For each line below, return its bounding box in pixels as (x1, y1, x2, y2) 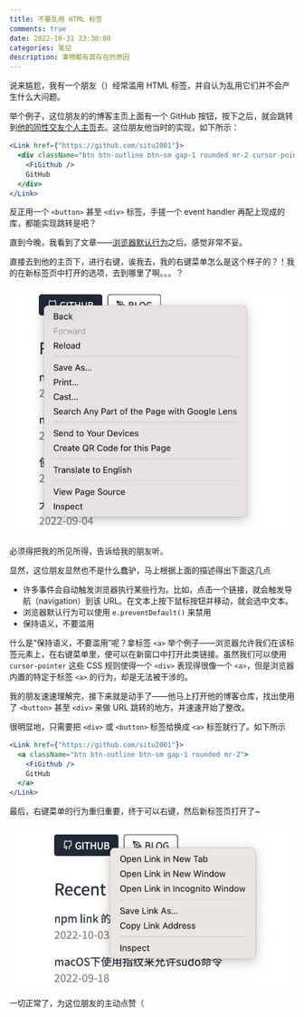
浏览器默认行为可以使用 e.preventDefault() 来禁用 (22, 606, 212, 617)
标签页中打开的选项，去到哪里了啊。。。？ (33, 267, 184, 278)
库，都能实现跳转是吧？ (9, 218, 97, 228)
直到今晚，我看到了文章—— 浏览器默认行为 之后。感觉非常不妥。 (9, 237, 247, 248)
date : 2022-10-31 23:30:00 (9, 34, 111, 43)
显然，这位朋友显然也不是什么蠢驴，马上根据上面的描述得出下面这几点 (9, 565, 271, 576)
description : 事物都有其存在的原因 (9, 53, 129, 63)
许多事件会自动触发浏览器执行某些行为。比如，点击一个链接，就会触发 (22, 584, 285, 595)
